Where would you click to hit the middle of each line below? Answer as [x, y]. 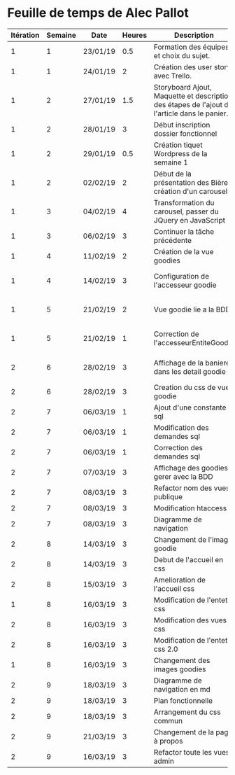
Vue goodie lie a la [184, 309]
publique [168, 496]
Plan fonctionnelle [183, 700]
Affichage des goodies [191, 468]
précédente [173, 240]
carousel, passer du [186, 211]
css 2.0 [166, 649]
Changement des [182, 660]
